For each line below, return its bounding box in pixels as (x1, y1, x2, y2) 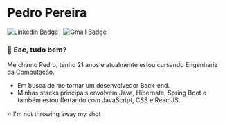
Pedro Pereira (7, 5, 87, 21)
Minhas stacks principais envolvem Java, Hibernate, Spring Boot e (17, 88, 207, 97)
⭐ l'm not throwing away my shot (7, 110, 101, 118)
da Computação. (7, 68, 55, 77)
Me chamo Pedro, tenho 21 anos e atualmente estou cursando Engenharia (7, 61, 218, 69)
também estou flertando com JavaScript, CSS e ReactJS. (17, 96, 181, 104)
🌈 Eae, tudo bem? (7, 45, 67, 55)
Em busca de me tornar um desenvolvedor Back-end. (17, 81, 170, 90)
